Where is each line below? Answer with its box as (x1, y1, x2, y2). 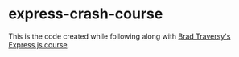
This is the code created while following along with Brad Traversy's (8, 31, 231, 41)
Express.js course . (8, 39, 70, 49)
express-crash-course (8, 5, 163, 23)
